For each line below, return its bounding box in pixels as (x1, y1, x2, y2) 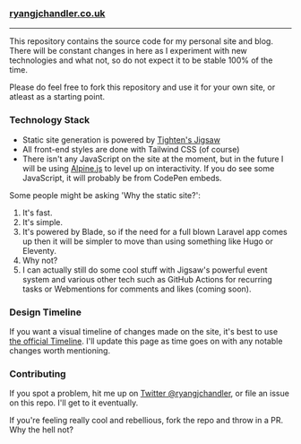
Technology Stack (9, 114, 90, 126)
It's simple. (21, 216, 64, 227)
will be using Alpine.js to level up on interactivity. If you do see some (21, 162, 275, 173)
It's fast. (21, 207, 53, 218)
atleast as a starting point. (9, 91, 106, 102)
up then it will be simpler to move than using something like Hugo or (21, 236, 273, 247)
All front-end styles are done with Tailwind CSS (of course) (21, 144, 240, 154)
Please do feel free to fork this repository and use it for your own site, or (9, 82, 276, 92)
